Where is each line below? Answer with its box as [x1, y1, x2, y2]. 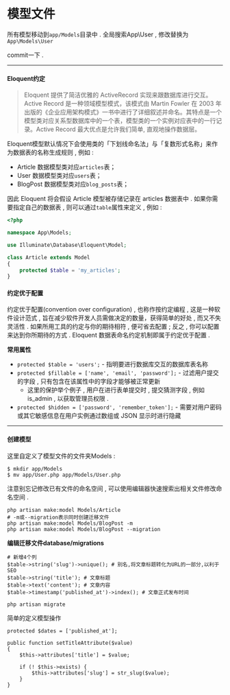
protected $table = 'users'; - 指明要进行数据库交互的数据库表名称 [16, 360, 209, 368]
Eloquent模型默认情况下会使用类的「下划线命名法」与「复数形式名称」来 [7, 140, 212, 148]
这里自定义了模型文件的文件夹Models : [7, 451, 116, 460]
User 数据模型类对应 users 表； [16, 172, 102, 180]
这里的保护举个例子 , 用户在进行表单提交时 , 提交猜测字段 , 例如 [27, 386, 205, 394]
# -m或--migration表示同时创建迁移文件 [7, 514, 110, 521]
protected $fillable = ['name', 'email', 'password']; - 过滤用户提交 [16, 368, 219, 377]
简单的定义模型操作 [7, 613, 62, 622]
